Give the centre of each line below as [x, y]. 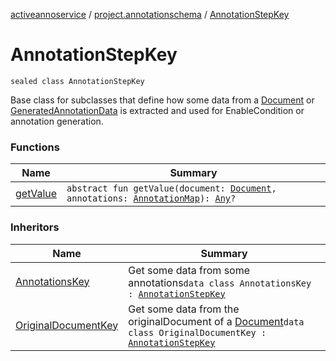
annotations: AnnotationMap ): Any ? [151, 198]
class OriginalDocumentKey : [197, 332]
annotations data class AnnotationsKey [220, 282]
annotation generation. [57, 121]
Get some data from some [189, 270]
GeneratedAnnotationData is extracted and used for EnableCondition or [157, 110]
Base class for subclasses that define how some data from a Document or [162, 100]
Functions [35, 147]
